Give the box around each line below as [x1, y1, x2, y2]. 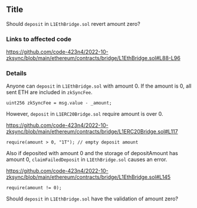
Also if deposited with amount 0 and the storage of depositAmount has [6, 150, 179, 157]
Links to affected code [6, 35, 72, 43]
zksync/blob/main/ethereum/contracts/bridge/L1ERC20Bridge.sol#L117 [6, 128, 178, 135]
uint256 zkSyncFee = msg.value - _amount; [6, 100, 112, 106]
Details [6, 69, 27, 78]
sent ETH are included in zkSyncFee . [6, 89, 93, 96]
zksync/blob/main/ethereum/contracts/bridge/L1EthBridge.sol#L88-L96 [6, 55, 181, 62]
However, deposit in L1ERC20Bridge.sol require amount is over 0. [6, 110, 163, 118]
